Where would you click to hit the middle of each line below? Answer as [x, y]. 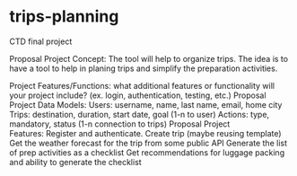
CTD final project [41, 41]
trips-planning [64, 17]
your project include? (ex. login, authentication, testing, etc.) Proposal [138, 95]
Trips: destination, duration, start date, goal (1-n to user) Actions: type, [140, 114]
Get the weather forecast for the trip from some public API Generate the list [148, 143]
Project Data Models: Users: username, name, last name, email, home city [146, 104]
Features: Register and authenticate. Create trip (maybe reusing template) [145, 133]
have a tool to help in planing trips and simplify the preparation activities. [144, 68]
